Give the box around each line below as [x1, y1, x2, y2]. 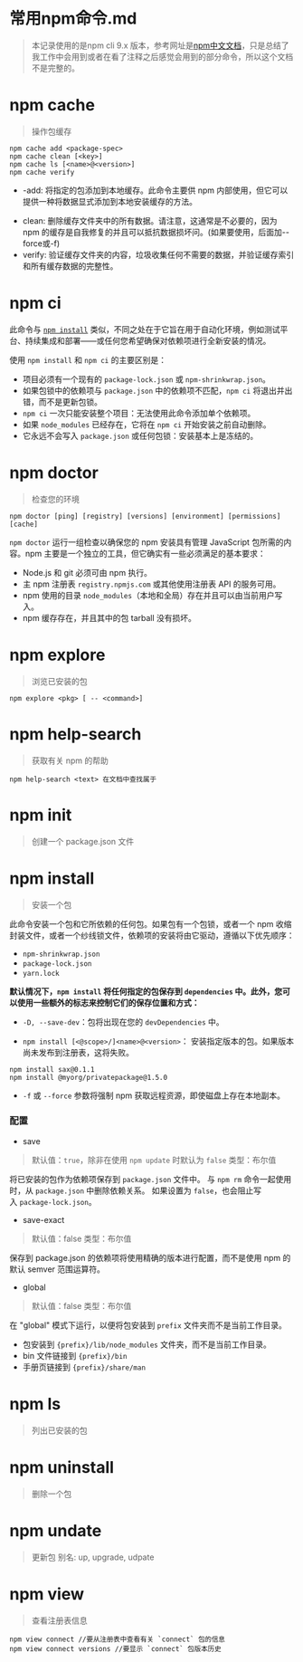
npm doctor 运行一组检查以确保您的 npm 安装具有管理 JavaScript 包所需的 [9, 536, 284, 548]
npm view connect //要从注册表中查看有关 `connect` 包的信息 [9, 1635, 226, 1644]
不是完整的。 [31, 62, 80, 73]
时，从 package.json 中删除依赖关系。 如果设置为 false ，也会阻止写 [9, 1185, 262, 1196]
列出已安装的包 [31, 1425, 88, 1436]
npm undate [9, 1520, 102, 1541]
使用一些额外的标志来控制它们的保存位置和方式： [16, 997, 200, 1008]
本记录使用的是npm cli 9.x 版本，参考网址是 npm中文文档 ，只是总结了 [31, 40, 289, 51]
